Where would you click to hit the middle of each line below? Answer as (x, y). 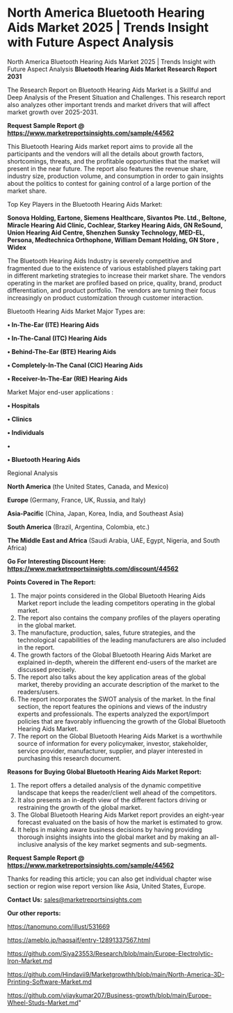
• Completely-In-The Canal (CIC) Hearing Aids (75, 365)
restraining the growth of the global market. (80, 807)
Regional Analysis (33, 473)
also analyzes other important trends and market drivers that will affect (109, 104)
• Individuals (26, 432)
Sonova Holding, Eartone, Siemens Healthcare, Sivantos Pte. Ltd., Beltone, (117, 218)
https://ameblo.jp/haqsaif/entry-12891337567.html (79, 940)
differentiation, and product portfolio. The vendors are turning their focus (112, 290)
